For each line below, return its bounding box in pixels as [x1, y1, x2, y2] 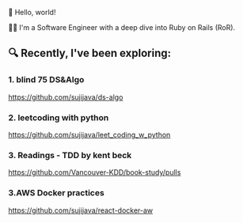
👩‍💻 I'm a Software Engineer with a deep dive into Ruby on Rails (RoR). [8, 23, 236, 32]
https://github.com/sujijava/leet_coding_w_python [8, 130, 171, 139]
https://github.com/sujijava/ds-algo [8, 92, 123, 102]
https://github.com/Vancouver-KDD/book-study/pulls [8, 168, 181, 177]
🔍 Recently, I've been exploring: [8, 47, 172, 60]
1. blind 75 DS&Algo [8, 74, 85, 85]
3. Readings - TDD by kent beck [8, 149, 132, 161]
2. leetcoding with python [8, 111, 109, 123]
